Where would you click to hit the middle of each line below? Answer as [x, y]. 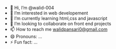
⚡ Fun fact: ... [24, 42]
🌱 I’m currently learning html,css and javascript [59, 18]
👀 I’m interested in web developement [49, 13]
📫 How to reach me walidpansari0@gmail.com [59, 29]
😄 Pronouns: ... [26, 36]
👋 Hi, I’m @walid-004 [32, 8]
